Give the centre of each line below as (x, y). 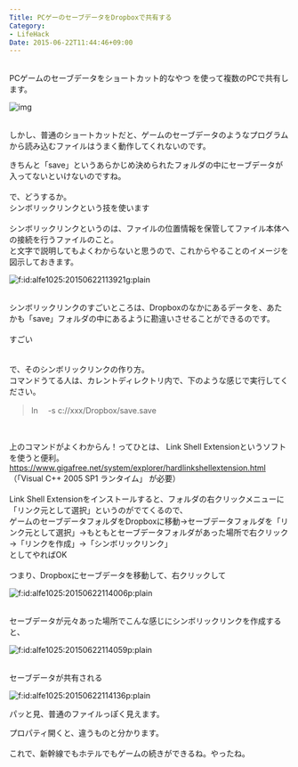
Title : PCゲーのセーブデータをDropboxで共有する (91, 17)
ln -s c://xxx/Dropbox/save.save (94, 411)
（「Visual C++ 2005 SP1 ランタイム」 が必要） (95, 478)
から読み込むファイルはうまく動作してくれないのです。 (110, 146)
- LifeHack (29, 34)
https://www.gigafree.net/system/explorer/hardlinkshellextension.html (138, 468)
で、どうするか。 (40, 197)
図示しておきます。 (44, 262)
